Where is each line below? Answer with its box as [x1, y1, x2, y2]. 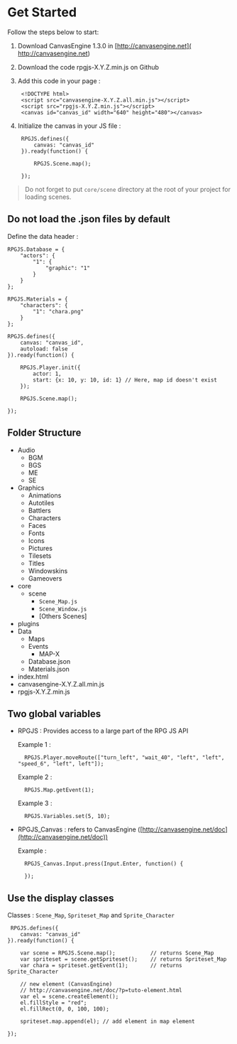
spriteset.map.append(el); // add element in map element [20, 1018, 195, 1026]
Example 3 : [17, 799, 53, 807]
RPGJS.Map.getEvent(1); [24, 787, 94, 794]
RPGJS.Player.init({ [20, 364, 81, 371]
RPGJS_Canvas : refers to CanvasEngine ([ [17, 825, 143, 834]
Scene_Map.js [38, 598, 78, 605]
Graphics [17, 483, 45, 492]
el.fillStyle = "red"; [20, 999, 87, 1006]
